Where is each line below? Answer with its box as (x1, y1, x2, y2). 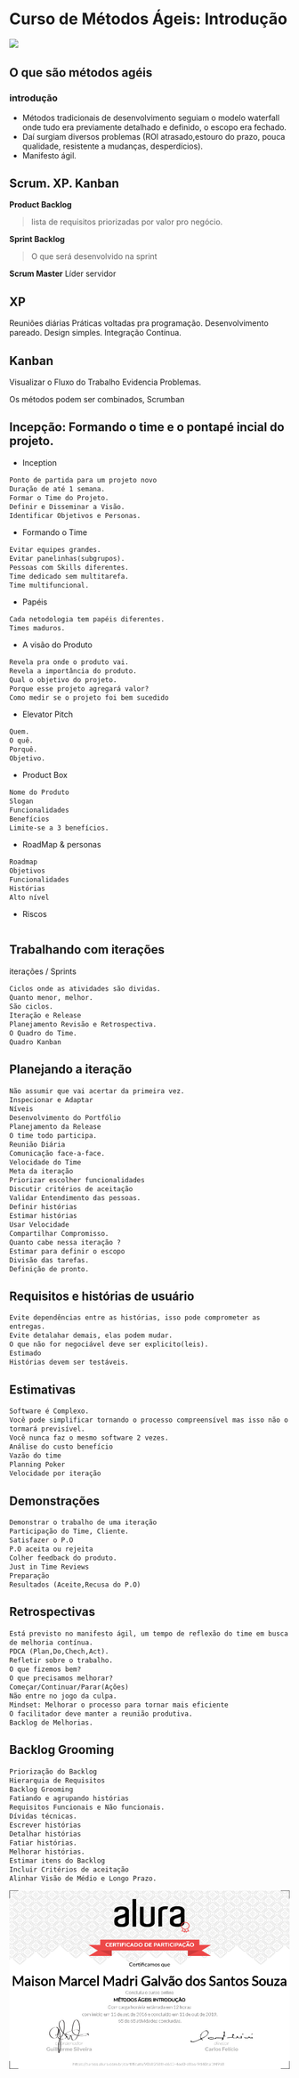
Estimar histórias (9, 1211, 77, 1220)
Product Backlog (9, 199, 73, 210)
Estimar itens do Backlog (9, 1856, 105, 1865)
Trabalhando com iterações (9, 942, 166, 957)
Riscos (21, 908, 47, 919)
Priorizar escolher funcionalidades (9, 1175, 145, 1184)
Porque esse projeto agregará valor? (9, 684, 149, 694)
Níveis (9, 1104, 34, 1113)
